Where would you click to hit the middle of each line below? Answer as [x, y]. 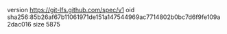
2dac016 [20, 24]
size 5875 [47, 24]
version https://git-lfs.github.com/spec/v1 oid [71, 10]
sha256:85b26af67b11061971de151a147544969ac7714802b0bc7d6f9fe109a [114, 17]
